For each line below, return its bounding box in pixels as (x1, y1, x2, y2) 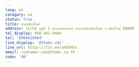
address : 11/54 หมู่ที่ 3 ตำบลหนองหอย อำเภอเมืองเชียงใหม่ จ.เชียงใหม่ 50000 (5, 26, 134, 31)
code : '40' (5, 54, 28, 59)
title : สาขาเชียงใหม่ (5, 21, 40, 27)
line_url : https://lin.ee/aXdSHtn (5, 45, 78, 50)
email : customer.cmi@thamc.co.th (5, 49, 75, 54)
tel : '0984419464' (5, 36, 44, 41)
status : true (5, 17, 33, 22)
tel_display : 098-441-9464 (5, 31, 62, 36)
